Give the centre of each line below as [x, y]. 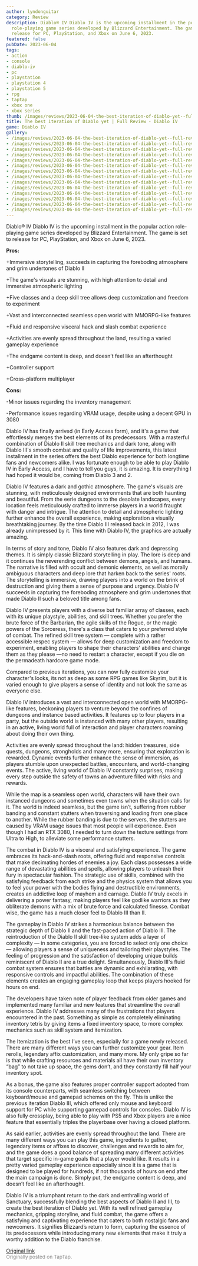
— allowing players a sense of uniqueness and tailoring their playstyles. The [98, 949]
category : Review [27, 17]
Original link [21, 1251]
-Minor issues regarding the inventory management [69, 402]
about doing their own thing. [40, 734]
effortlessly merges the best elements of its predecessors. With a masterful [98, 437]
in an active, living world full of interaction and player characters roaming [95, 727]
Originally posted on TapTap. [39, 1257]
